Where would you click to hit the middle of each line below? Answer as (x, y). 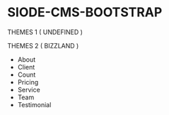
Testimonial (34, 104)
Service (29, 89)
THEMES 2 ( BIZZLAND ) (43, 45)
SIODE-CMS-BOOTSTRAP (85, 12)
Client (26, 67)
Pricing (28, 82)
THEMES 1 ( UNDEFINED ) (45, 32)
